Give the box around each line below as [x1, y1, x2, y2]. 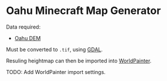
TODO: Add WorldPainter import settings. [6, 68, 106, 75]
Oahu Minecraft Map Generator [6, 4, 161, 17]
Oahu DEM [14, 34, 41, 41]
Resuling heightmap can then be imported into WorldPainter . [6, 57, 152, 64]
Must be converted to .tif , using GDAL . [6, 45, 103, 53]
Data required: [6, 23, 41, 30]
